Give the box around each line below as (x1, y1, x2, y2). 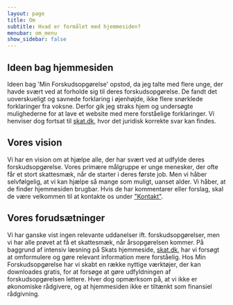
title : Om (7, 17, 36, 24)
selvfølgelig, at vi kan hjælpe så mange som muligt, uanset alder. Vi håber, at (7, 177, 226, 186)
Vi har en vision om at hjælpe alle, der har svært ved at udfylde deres (7, 155, 205, 164)
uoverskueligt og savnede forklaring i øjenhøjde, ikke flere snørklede (7, 94, 203, 103)
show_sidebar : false (7, 36, 67, 43)
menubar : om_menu (7, 29, 58, 37)
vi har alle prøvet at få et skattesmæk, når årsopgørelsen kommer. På (7, 238, 205, 246)
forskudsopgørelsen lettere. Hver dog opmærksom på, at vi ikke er (7, 274, 198, 283)
